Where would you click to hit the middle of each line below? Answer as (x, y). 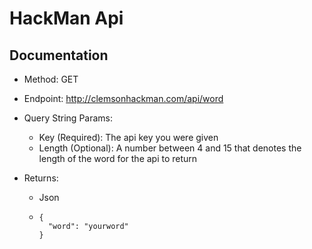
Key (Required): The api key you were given (128, 137)
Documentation (59, 55)
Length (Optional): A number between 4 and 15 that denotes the (170, 148)
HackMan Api (66, 18)
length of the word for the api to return (118, 158)
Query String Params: (68, 118)
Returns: (41, 178)
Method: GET (51, 79)
